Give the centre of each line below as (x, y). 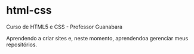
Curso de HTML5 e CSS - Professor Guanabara (64, 27)
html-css (29, 10)
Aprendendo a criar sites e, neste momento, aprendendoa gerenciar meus (97, 38)
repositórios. (22, 45)
